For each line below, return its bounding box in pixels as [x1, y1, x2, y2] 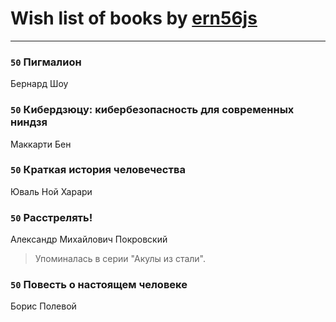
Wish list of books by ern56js [10, 7, 258, 30]
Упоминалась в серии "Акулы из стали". [34, 253, 207, 265]
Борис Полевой [10, 300, 77, 312]
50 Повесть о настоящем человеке [10, 278, 188, 292]
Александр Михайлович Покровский [10, 233, 168, 246]
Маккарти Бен [10, 138, 72, 150]
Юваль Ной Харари [10, 185, 93, 197]
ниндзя [10, 115, 48, 129]
